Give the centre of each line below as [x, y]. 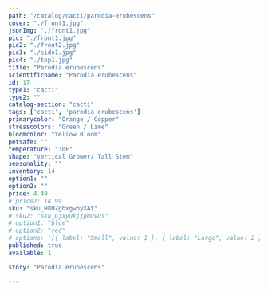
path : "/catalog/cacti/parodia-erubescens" [82, 16]
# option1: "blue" [39, 223]
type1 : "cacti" [33, 90]
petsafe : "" [28, 142]
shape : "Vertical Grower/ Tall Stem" [71, 156]
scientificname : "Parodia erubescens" [73, 75]
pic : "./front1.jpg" [43, 38]
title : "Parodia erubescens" [57, 68]
